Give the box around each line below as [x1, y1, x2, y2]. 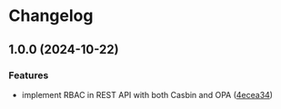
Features [8, 69, 49, 82]
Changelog [8, 5, 94, 26]
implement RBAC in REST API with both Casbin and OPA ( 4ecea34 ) [21, 89, 274, 100]
